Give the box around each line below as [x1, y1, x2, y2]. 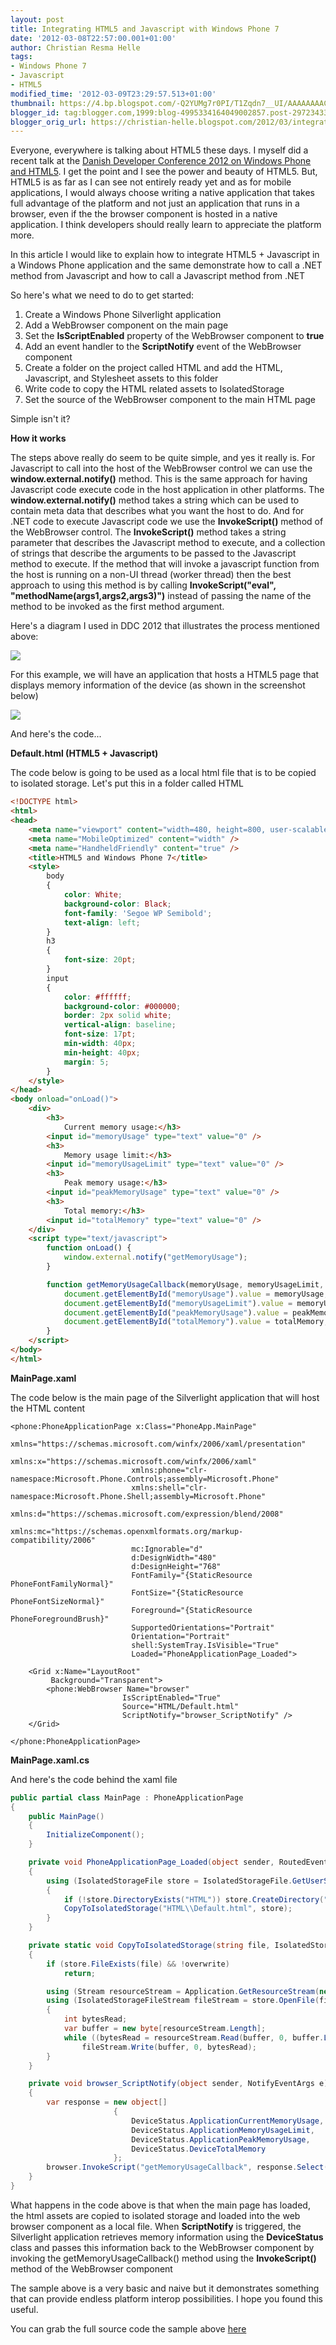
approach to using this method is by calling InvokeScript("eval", [10, 579, 277, 591]
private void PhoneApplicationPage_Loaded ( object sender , [28, 1857, 275, 1867]
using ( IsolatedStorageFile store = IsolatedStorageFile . [46, 1876, 293, 1886]
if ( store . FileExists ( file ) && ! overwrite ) [46, 1959, 230, 1969]
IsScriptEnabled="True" [121, 1692, 222, 1703]
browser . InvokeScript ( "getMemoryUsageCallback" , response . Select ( [46, 2162, 329, 2173]
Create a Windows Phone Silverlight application [24, 309, 222, 321]
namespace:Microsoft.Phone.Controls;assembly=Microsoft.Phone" [10, 1474, 280, 1484]
